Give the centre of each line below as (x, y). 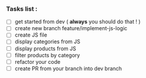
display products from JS (45, 48)
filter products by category (47, 55)
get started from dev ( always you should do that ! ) (77, 22)
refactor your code (38, 61)
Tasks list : (22, 9)
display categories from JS (48, 42)
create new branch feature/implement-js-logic (71, 28)
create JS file (31, 35)
